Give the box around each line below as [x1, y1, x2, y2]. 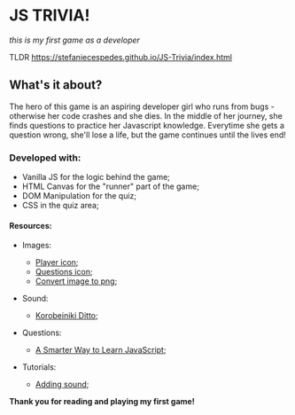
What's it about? [9, 77, 103, 93]
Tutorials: [21, 362, 57, 372]
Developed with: [9, 152, 82, 164]
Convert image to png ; [35, 276, 118, 286]
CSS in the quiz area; [21, 200, 99, 211]
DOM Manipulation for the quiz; [21, 191, 137, 201]
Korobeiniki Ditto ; [35, 310, 99, 321]
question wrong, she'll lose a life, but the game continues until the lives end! [9, 129, 286, 140]
